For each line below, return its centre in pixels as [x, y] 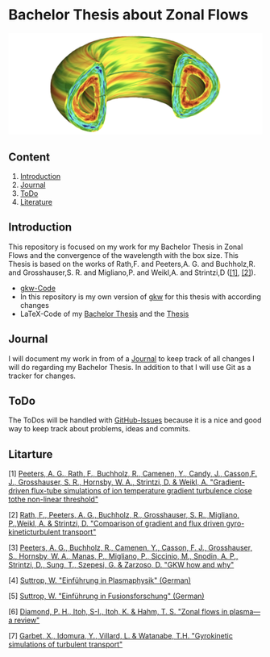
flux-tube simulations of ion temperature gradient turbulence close [141, 491]
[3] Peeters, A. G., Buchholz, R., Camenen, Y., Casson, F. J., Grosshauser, [130, 548]
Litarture [31, 454]
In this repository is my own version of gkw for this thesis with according [141, 297]
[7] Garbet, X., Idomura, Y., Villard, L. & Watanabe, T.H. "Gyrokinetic [121, 636]
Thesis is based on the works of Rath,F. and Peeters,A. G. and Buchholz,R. [132, 264]
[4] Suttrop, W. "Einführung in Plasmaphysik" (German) [100, 580]
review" [27, 620]
